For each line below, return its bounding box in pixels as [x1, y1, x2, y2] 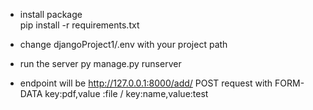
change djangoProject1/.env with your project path [19, 39, 228, 50]
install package [19, 9, 83, 20]
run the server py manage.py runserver [19, 58, 182, 69]
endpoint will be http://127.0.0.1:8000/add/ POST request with [19, 77, 273, 89]
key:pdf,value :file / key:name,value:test [44, 88, 209, 99]
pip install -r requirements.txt [19, 19, 140, 31]
